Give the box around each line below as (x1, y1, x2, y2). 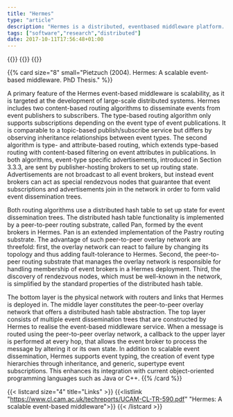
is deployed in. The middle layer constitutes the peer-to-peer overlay (7, 300, 204, 309)
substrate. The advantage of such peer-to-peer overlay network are (7, 235, 202, 244)
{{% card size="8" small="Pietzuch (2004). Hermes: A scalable (7, 69, 189, 77)
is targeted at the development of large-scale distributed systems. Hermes (7, 96, 221, 105)
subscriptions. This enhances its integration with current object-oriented (7, 367, 214, 375)
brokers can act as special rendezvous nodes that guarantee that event (7, 178, 211, 186)
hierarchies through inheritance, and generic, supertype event (7, 359, 185, 368)
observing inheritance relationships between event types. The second (7, 133, 207, 142)
